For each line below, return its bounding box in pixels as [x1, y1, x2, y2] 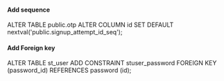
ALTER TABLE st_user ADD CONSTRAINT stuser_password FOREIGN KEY [7, 59, 217, 67]
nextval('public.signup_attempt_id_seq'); [7, 28, 123, 36]
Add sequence [7, 5, 51, 14]
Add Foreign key [7, 43, 55, 51]
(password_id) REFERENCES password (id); [7, 66, 132, 75]
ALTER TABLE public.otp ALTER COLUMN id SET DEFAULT [7, 21, 174, 29]
